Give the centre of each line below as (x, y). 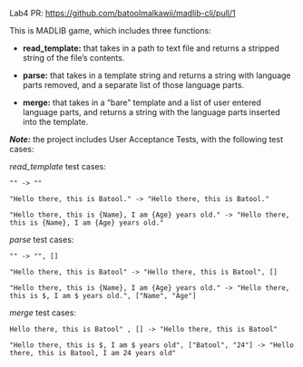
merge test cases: (43, 313)
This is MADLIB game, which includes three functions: (110, 30)
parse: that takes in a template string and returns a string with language (156, 75)
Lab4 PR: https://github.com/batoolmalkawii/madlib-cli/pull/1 (122, 13)
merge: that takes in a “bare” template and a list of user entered (142, 102)
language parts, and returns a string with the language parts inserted (151, 112)
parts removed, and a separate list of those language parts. (133, 85)
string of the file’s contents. (73, 58)
